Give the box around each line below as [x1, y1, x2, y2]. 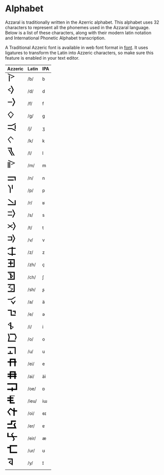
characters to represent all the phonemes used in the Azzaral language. [5, 24, 150, 30]
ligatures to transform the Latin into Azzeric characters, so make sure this [5, 50, 154, 56]
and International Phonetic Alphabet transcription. [5, 35, 106, 41]
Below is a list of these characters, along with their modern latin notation [5, 30, 152, 35]
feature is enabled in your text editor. [5, 55, 80, 61]
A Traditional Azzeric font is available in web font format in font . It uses [5, 44, 148, 50]
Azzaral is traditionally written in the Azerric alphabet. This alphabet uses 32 [5, 19, 160, 25]
